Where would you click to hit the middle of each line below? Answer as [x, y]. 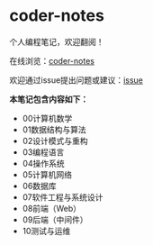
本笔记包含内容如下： [49, 99]
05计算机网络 [47, 174]
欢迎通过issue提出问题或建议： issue [76, 80]
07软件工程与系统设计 [63, 197]
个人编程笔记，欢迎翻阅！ [57, 41]
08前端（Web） [52, 208]
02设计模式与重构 [55, 141]
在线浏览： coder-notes [52, 60]
